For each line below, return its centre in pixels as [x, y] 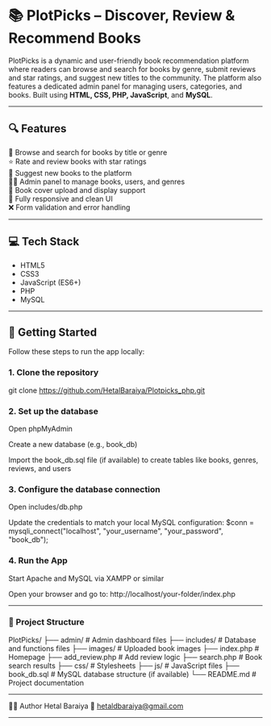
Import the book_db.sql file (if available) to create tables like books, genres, [133, 460]
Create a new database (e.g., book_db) [73, 444]
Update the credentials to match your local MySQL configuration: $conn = [131, 523]
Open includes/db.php [46, 507]
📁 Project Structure [46, 622]
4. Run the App [38, 561]
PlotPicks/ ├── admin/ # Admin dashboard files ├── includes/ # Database [132, 640]
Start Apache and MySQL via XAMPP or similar [86, 578]
